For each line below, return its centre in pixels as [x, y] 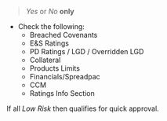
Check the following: [51, 26]
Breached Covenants [64, 35]
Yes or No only [50, 11]
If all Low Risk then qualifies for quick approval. [83, 108]
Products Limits [55, 68]
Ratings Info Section [62, 93]
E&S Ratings [49, 43]
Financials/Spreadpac [65, 77]
